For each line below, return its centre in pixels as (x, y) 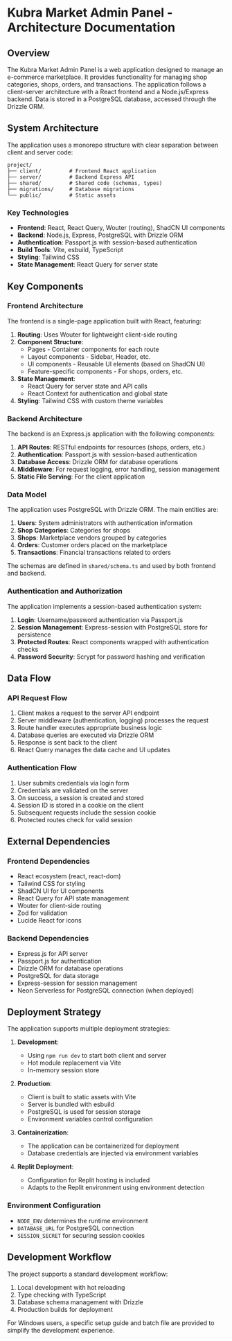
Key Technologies (38, 213)
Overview (29, 53)
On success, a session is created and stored (80, 797)
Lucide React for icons (49, 921)
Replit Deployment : (45, 1167)
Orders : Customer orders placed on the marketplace (92, 545)
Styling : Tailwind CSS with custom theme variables (90, 400)
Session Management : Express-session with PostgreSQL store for (112, 627)
